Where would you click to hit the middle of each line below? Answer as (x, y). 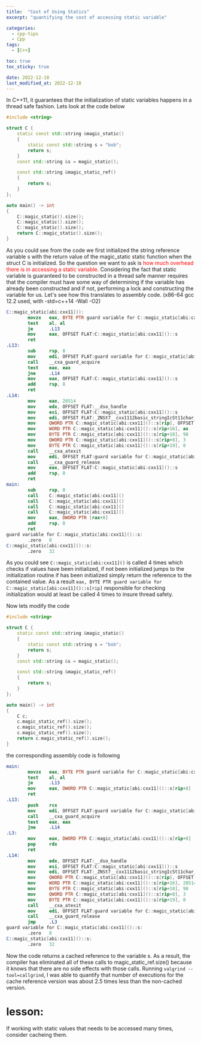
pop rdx (43, 844)
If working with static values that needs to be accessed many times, (90, 1028)
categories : (21, 28)
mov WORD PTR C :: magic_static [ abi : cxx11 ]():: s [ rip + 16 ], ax (108, 429)
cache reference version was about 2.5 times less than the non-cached (94, 981)
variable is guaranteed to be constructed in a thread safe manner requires (97, 275)
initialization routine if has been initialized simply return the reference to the (99, 576)
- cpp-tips (25, 34)
